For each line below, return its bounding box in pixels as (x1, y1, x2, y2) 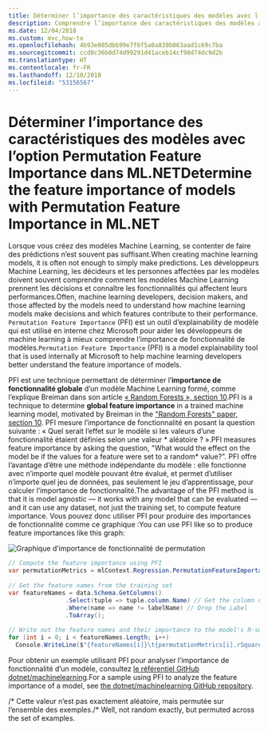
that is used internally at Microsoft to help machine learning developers (8, 352, 242, 361)
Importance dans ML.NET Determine (8, 164, 253, 182)
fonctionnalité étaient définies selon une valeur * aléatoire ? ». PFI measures (8, 435, 257, 444)
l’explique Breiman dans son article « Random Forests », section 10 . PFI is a (8, 392, 253, 402)
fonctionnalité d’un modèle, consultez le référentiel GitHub (8, 664, 199, 673)
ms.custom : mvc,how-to (8, 34, 84, 42)
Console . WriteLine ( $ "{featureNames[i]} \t (15, 641, 156, 650)
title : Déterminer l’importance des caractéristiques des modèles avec (8, 11, 251, 20)
